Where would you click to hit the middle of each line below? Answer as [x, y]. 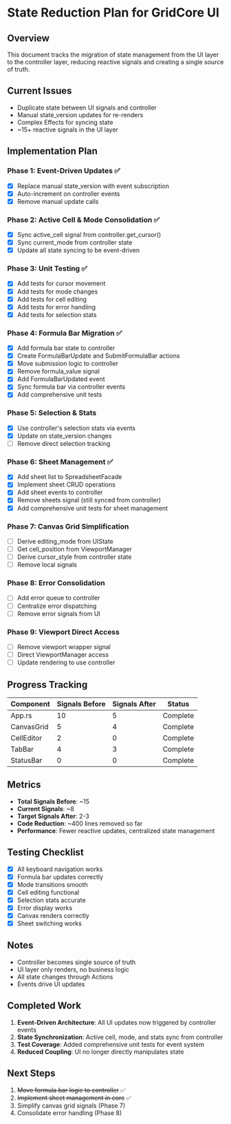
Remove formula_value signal [58, 371]
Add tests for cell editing [52, 299]
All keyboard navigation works [60, 869]
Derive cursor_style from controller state [74, 557]
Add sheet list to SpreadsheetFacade [69, 477]
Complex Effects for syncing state [65, 122]
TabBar [22, 749]
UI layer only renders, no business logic [73, 969]
